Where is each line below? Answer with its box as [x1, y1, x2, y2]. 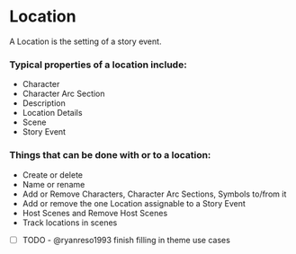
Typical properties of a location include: [9, 58, 187, 71]
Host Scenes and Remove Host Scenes [22, 207, 168, 218]
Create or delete [22, 169, 84, 180]
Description [22, 98, 66, 109]
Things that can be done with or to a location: [9, 149, 211, 162]
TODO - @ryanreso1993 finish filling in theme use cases [22, 234, 231, 245]
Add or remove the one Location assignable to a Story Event [22, 197, 246, 208]
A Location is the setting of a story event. [9, 36, 162, 47]
